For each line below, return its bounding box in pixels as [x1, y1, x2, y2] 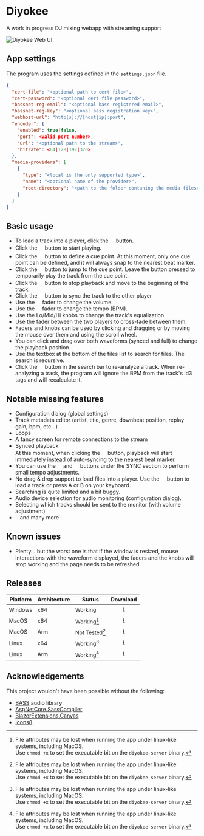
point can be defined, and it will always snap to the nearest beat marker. [15, 259, 195, 267]
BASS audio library [15, 699, 63, 706]
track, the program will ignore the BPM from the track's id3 [45, 369, 192, 377]
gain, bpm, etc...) [15, 423, 58, 430]
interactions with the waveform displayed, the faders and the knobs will [15, 554, 194, 561]
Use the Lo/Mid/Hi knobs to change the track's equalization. [15, 312, 166, 319]
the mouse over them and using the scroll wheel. [15, 331, 137, 338]
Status [81, 596, 99, 603]
